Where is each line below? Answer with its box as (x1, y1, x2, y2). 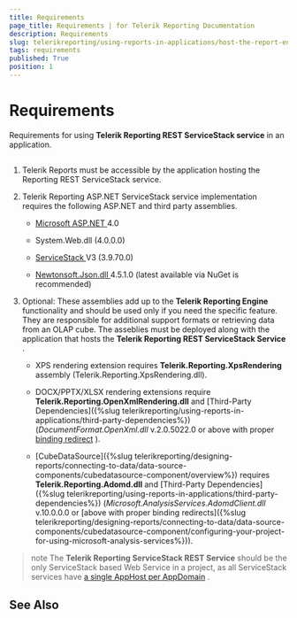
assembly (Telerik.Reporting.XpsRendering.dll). (34, 369, 208, 381)
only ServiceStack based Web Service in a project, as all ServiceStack (30, 562, 287, 573)
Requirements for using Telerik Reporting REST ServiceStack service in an (9, 129, 285, 140)
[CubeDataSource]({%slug (34, 451, 133, 461)
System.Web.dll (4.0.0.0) (34, 236, 126, 246)
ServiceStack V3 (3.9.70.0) (34, 252, 134, 263)
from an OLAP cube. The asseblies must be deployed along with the (21, 324, 270, 335)
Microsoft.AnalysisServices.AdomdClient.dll (105, 498, 266, 509)
